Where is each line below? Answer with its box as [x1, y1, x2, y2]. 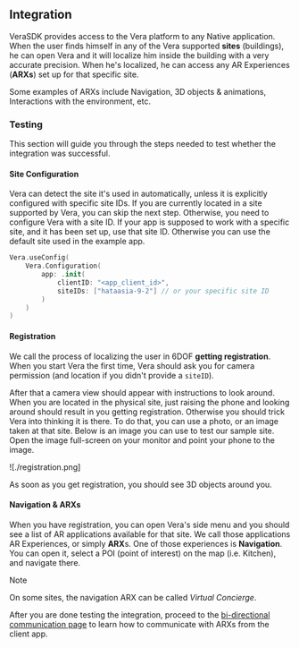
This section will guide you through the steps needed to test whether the [9, 139, 277, 149]
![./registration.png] [9, 461, 81, 473]
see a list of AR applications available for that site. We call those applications [9, 528, 291, 540]
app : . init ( [41, 270, 87, 279]
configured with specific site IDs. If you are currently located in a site [9, 198, 262, 209]
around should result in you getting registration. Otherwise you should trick [9, 406, 286, 417]
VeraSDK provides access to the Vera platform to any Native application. [9, 30, 276, 41]
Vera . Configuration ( [25, 261, 102, 271]
